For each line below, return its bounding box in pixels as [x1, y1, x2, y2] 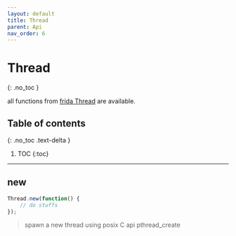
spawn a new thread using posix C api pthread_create [24, 221, 181, 229]
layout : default [7, 10, 55, 18]
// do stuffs [20, 202, 58, 209]
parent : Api [7, 23, 42, 30]
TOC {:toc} [17, 150, 49, 158]
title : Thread [7, 17, 49, 24]
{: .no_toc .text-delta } [7, 136, 71, 144]
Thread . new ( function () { [7, 195, 80, 202]
